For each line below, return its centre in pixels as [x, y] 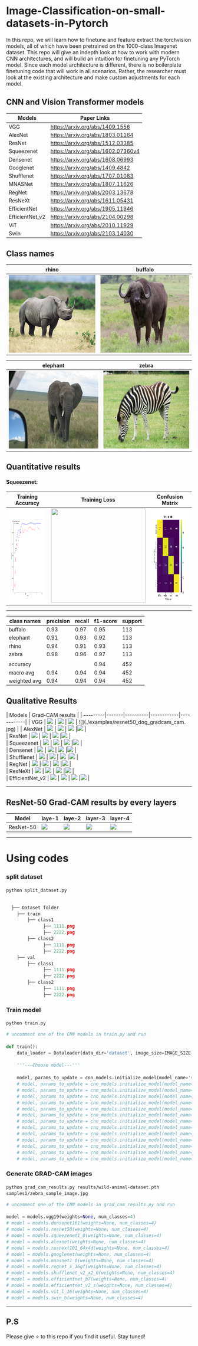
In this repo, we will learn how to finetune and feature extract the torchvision [99, 40]
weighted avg [25, 680]
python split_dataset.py [37, 890]
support [132, 621]
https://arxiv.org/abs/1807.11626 [92, 184]
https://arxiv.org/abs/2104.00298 [92, 217]
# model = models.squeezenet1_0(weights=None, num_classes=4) [84, 1236]
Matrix [170, 503]
